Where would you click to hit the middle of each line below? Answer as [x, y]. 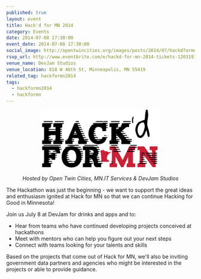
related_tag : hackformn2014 [41, 76]
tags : [13, 82]
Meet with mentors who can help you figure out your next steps [93, 239]
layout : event [24, 19]
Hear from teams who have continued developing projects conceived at [103, 226]
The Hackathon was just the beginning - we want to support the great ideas [99, 190]
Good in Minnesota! [31, 203]
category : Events [28, 32]
